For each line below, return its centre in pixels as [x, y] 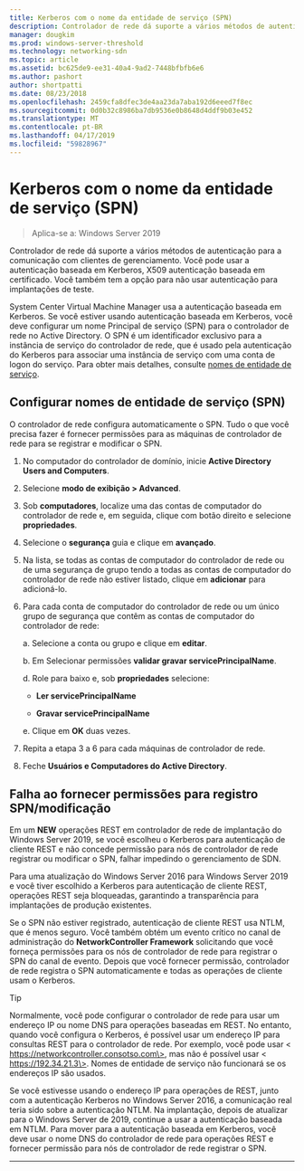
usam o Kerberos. [43, 981]
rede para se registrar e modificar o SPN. [86, 443]
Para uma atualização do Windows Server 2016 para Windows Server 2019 [149, 876]
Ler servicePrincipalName [86, 695]
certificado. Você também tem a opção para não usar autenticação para [144, 279]
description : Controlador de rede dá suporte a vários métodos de [137, 26]
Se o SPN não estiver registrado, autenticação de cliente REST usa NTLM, [147, 923]
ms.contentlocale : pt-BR [56, 128]
